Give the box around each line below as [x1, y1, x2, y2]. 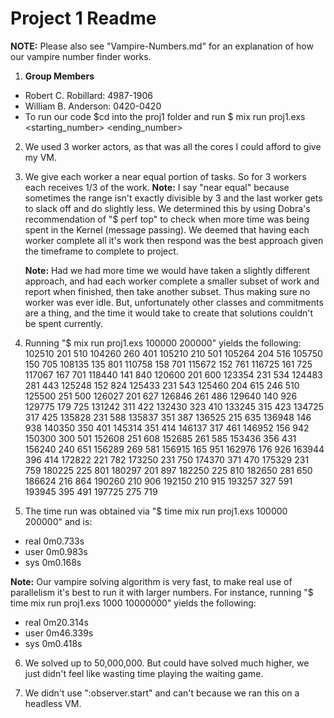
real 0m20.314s [24, 616, 89, 628]
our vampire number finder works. [10, 50, 152, 62]
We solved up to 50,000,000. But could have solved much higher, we [24, 657, 310, 669]
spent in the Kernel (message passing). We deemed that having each [24, 223, 310, 236]
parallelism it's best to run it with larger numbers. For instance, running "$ [10, 586, 314, 598]
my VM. [24, 151, 57, 163]
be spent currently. [24, 317, 103, 329]
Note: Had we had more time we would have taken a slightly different [24, 264, 311, 276]
